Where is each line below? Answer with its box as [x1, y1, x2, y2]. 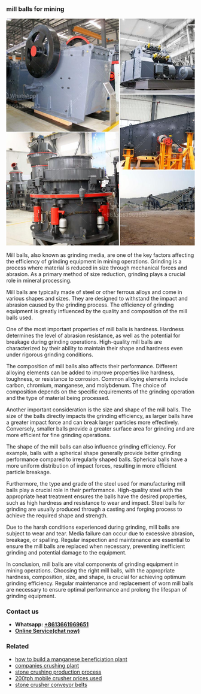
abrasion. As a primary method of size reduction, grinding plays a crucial [6, 270, 185, 277]
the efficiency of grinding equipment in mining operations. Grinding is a [6, 257, 182, 265]
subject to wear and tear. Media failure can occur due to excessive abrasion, [6, 529, 194, 537]
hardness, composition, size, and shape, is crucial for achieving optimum [6, 573, 186, 580]
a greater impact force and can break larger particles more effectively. [6, 419, 179, 426]
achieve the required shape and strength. [6, 511, 108, 519]
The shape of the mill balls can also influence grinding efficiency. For [6, 443, 176, 450]
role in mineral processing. [6, 277, 72, 284]
